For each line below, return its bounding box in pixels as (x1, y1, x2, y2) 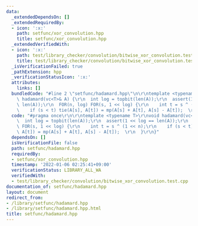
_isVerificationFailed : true (11, 63, 83, 69)
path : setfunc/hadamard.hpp (11, 145, 81, 151)
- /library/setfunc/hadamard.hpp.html (6, 205, 101, 212)
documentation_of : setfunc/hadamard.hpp (6, 184, 107, 190)
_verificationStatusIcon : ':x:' (11, 74, 91, 80)
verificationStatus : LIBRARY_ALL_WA (11, 167, 101, 174)
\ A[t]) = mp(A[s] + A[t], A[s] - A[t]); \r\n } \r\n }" (16, 129, 160, 135)
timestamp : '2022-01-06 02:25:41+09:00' (11, 162, 112, 168)
